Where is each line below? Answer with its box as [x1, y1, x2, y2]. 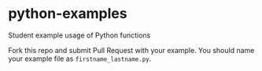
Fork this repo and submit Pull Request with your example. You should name [8, 45, 255, 55]
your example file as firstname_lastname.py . [8, 54, 152, 63]
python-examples [8, 5, 127, 23]
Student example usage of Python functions [8, 30, 151, 40]
